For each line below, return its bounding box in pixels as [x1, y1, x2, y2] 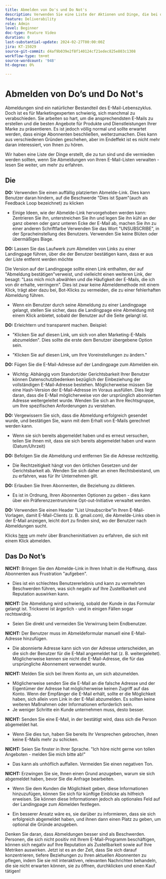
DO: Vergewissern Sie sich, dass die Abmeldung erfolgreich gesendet [5, 412, 147, 418]
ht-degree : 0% [5, 63, 35, 68]
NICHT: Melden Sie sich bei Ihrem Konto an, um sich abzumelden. [5, 670, 139, 676]
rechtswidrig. [5, 611, 32, 617]
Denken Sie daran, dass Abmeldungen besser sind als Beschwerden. [5, 831, 146, 837]
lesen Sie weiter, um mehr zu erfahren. [5, 162, 84, 168]
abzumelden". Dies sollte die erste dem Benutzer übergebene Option [12, 337, 153, 343]
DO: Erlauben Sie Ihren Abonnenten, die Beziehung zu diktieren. [5, 482, 136, 488]
